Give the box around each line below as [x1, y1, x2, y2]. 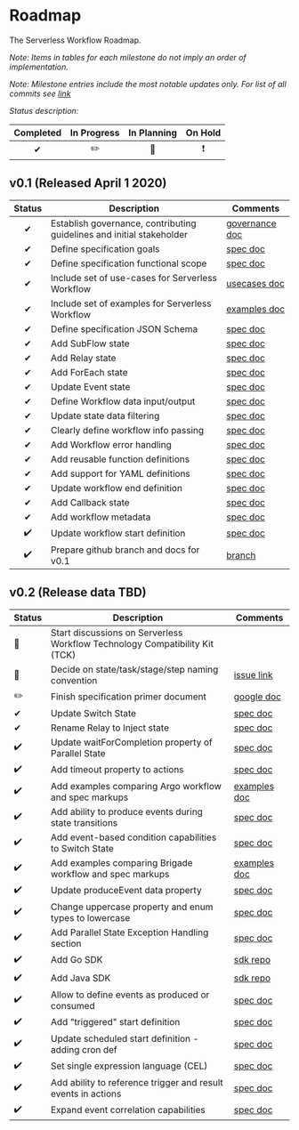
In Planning [128, 126, 178, 139]
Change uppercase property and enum [50, 900, 214, 913]
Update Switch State [50, 706, 136, 719]
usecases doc [226, 277, 285, 289]
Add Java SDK [50, 972, 111, 984]
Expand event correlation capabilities [50, 1104, 206, 1117]
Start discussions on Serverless [50, 626, 183, 639]
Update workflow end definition [50, 481, 182, 494]
